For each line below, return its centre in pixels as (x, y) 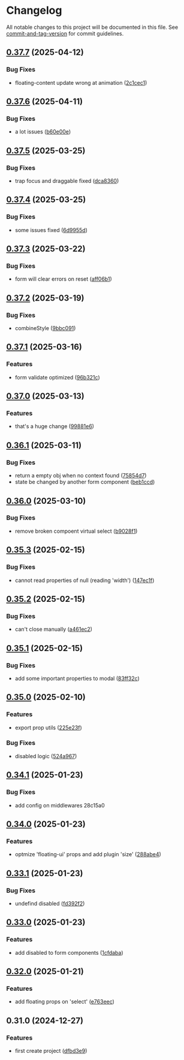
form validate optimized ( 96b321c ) (57, 377)
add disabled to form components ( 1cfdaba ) (69, 952)
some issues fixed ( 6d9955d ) (51, 230)
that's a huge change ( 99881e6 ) (55, 426)
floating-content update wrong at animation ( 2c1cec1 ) (81, 82)
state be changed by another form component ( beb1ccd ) (85, 482)
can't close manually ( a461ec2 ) (54, 630)
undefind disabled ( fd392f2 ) (50, 903)
